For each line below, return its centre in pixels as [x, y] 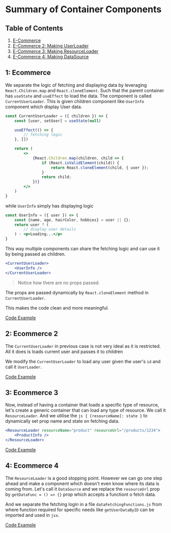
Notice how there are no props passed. [59, 283]
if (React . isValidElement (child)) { [80, 163]
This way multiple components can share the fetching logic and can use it [83, 249]
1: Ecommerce [28, 73]
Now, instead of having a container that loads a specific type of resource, [82, 405]
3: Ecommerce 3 [32, 392]
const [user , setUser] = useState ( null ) [58, 121]
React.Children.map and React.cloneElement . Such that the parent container [85, 90]
